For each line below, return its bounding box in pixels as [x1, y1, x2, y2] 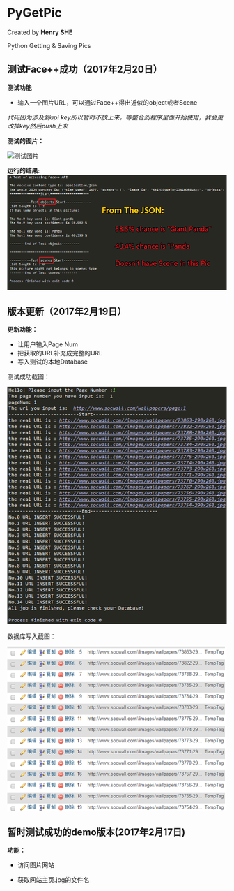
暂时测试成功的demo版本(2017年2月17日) [7, 826, 186, 839]
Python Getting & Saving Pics [7, 41, 91, 50]
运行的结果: [7, 166, 40, 175]
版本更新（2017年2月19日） [7, 305, 127, 317]
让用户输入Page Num [17, 340, 79, 348]
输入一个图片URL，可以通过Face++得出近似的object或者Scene [17, 98, 198, 106]
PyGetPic [7, 5, 63, 21]
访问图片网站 [17, 861, 54, 869]
